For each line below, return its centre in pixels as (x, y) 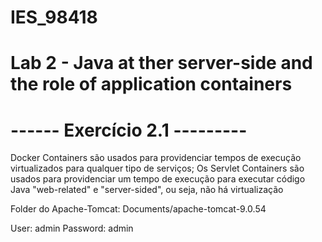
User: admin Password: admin (72, 228)
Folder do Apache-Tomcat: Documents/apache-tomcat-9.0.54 (138, 209)
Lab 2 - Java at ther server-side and (161, 63)
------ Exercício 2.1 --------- (129, 130)
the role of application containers (151, 84)
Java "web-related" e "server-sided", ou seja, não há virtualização (147, 190)
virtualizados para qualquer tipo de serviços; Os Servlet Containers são (157, 168)
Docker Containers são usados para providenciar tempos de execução (156, 158)
